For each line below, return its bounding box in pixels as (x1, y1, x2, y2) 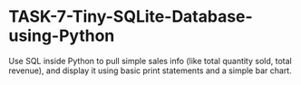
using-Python (8, 25, 115, 46)
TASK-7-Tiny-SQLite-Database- (8, 6, 253, 27)
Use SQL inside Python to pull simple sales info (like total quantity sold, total (8, 55, 292, 66)
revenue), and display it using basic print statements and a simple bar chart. (8, 65, 292, 76)
